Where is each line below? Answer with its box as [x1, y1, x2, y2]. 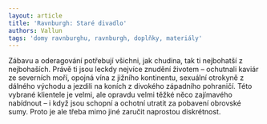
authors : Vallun [8, 26, 63, 34]
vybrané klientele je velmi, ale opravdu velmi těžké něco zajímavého [8, 90, 233, 100]
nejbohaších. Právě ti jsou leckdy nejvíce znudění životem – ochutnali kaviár [8, 65, 259, 74]
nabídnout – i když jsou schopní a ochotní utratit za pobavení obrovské [8, 98, 242, 108]
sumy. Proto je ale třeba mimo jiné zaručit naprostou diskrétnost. [8, 107, 221, 117]
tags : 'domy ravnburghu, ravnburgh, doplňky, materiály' [8, 34, 203, 42]
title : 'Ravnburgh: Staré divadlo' [8, 19, 127, 27]
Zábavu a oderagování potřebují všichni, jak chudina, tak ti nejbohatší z [8, 56, 243, 66]
